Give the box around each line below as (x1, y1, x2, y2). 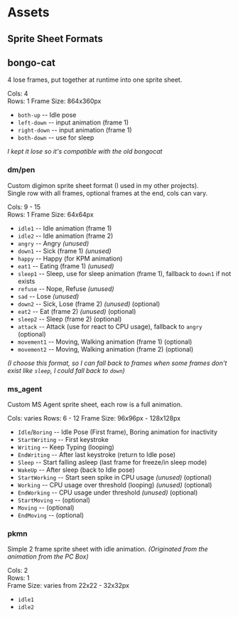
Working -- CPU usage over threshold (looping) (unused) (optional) (17, 480, 212, 489)
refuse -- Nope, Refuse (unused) (17, 284, 115, 292)
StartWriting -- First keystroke (17, 435, 109, 443)
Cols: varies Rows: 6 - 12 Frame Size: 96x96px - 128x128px (7, 413, 181, 422)
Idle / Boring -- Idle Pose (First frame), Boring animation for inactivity (17, 428, 218, 436)
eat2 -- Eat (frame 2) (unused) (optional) (17, 307, 136, 315)
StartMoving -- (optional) (17, 495, 91, 504)
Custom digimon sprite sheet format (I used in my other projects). (7, 181, 199, 189)
